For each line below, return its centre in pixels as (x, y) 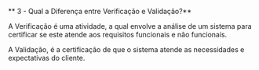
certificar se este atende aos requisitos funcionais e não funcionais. (118, 35)
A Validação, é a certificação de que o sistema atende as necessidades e (126, 49)
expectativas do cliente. (47, 58)
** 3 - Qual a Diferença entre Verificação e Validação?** (100, 11)
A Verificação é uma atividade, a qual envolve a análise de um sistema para (130, 26)
